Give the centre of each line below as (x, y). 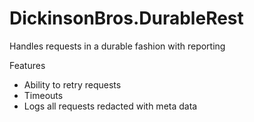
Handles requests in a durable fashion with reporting (117, 46)
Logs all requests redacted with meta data (110, 106)
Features (27, 65)
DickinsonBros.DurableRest (126, 18)
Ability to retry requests (72, 84)
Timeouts (43, 95)
